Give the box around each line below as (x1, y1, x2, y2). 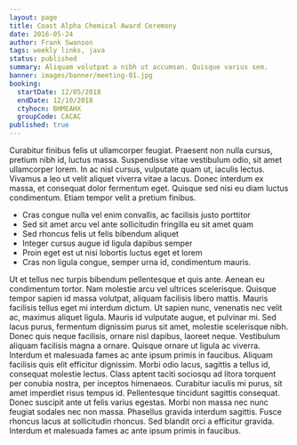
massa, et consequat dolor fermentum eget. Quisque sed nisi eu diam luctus (9, 183, 289, 193)
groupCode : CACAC (17, 112, 82, 121)
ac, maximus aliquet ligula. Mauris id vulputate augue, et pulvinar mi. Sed (9, 312, 277, 322)
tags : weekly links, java (9, 46, 105, 55)
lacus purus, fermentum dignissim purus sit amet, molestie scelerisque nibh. (9, 321, 289, 332)
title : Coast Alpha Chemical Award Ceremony (9, 21, 177, 30)
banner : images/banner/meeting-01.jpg (9, 71, 153, 80)
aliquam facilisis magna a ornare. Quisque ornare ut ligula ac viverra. (9, 340, 261, 351)
